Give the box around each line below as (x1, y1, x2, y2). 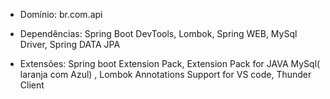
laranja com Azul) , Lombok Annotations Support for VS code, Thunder (19, 69, 312, 80)
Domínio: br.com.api (19, 9, 103, 20)
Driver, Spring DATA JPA (19, 39, 121, 50)
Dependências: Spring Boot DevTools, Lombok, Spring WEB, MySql (19, 28, 298, 39)
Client (19, 79, 45, 91)
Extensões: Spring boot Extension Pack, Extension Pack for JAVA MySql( (19, 58, 321, 69)
